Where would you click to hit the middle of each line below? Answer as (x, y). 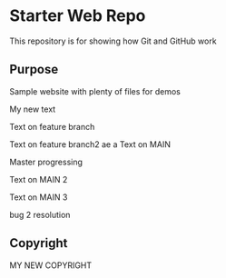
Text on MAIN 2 (39, 179)
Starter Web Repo (78, 16)
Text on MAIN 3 (39, 197)
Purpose (34, 69)
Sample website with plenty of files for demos (95, 91)
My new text (33, 109)
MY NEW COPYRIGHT (51, 265)
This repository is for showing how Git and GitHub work (113, 41)
